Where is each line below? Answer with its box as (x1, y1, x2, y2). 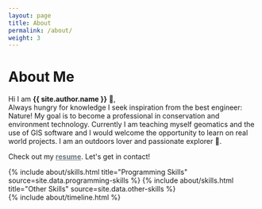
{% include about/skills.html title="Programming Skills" (8, 168, 188, 177)
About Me (8, 68, 75, 86)
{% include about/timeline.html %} (8, 192, 121, 203)
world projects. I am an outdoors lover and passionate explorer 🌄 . (8, 137, 222, 146)
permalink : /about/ (8, 26, 73, 34)
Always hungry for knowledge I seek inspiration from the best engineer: (8, 103, 243, 112)
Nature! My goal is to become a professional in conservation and (8, 111, 220, 121)
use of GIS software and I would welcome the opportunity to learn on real (8, 128, 249, 137)
